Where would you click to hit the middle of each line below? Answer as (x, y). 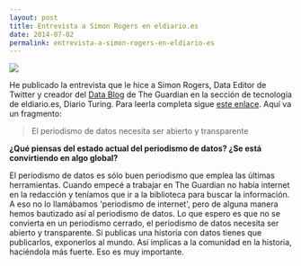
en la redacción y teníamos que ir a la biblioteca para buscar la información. (150, 195)
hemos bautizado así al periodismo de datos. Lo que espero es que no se (145, 214)
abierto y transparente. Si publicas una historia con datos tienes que (136, 233)
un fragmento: (35, 114)
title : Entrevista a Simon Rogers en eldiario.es (104, 26)
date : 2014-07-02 (42, 34)
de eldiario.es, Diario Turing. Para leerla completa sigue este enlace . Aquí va (150, 104)
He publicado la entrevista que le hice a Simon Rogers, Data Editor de (138, 85)
